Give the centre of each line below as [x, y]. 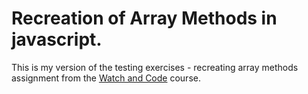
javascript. [57, 39]
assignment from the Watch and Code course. [106, 78]
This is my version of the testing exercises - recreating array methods [155, 67]
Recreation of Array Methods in [144, 18]
